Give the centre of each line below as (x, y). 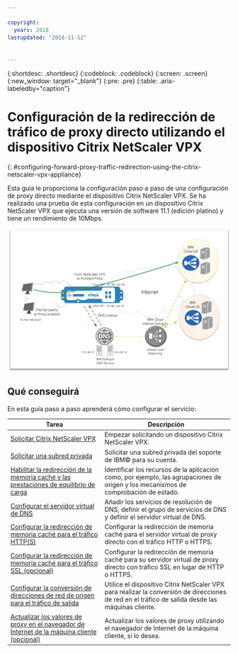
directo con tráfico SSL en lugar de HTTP (164, 567)
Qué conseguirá (43, 392)
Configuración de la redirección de (112, 117)
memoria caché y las (40, 477)
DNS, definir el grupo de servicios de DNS (165, 510)
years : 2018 (32, 30)
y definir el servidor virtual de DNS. (155, 517)
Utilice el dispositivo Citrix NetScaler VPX (165, 584)
